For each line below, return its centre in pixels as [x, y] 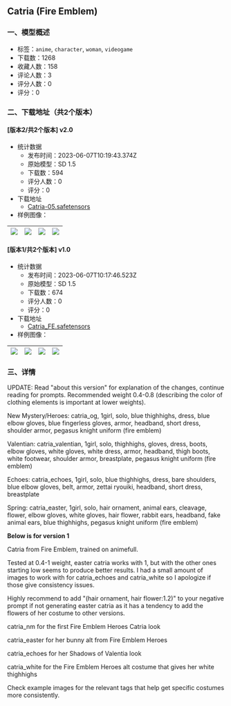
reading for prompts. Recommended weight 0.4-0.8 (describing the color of [115, 395]
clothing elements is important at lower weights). [77, 403]
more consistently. [34, 695]
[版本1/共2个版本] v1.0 [39, 250]
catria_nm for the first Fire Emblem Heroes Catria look [84, 627]
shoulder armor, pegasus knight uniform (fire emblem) [84, 430]
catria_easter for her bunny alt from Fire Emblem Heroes [87, 640]
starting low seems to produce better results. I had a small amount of [105, 570]
